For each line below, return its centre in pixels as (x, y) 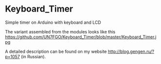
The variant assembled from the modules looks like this (60, 32)
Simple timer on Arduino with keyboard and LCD (53, 22)
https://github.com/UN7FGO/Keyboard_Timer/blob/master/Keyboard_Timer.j (81, 37)
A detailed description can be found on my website (56, 51)
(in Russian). (33, 56)
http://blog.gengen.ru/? (131, 51)
